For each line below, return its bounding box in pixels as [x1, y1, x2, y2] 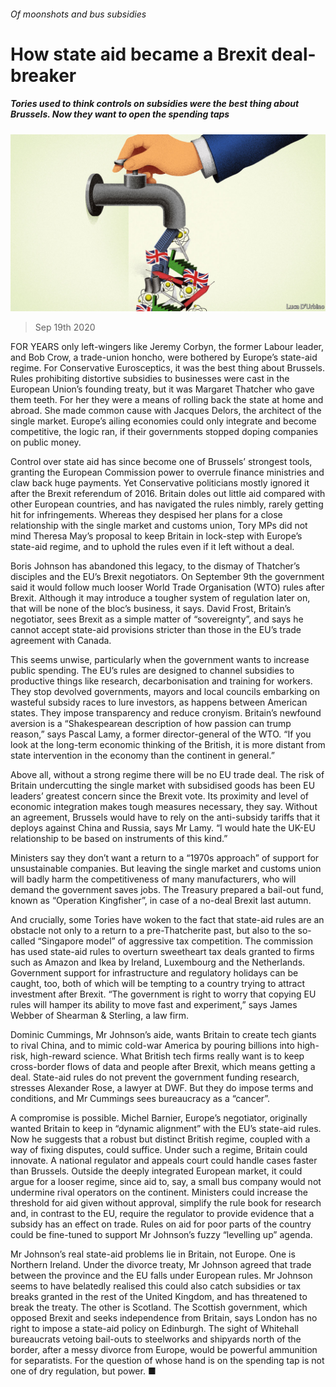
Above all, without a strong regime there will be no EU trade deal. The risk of [10, 769, 325, 781]
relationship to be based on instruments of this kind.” [10, 833, 228, 845]
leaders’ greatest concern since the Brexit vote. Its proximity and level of [10, 790, 309, 802]
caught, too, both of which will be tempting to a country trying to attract [10, 978, 305, 990]
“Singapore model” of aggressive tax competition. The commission [37, 935, 313, 947]
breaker [10, 64, 77, 87]
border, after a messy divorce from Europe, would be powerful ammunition [10, 1344, 318, 1356]
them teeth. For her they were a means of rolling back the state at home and [10, 394, 324, 406]
